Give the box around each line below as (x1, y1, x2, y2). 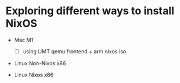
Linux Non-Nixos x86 (14, 60, 66, 66)
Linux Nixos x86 (14, 71, 54, 78)
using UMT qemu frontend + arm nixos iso (22, 47, 127, 55)
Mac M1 (14, 36, 34, 43)
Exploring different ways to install (5, 4, 175, 18)
